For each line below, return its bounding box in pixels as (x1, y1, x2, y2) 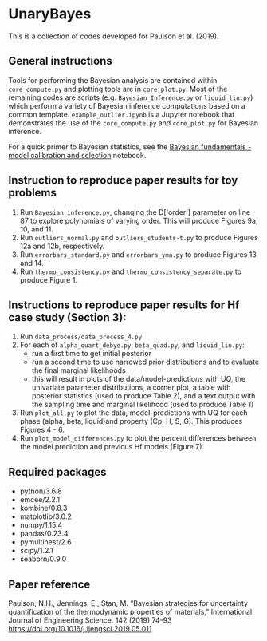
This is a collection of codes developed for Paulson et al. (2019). (8, 31, 219, 41)
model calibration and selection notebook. (8, 150, 147, 160)
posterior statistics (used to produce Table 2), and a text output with (31, 391, 256, 401)
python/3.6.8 (19, 486, 62, 496)
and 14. (19, 258, 44, 267)
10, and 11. (19, 224, 54, 234)
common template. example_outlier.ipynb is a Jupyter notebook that (8, 109, 235, 119)
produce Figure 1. (19, 275, 78, 284)
